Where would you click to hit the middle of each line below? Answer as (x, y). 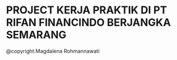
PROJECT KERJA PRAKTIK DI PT (86, 10)
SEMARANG (36, 35)
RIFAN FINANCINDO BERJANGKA (88, 22)
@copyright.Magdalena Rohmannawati (53, 51)
